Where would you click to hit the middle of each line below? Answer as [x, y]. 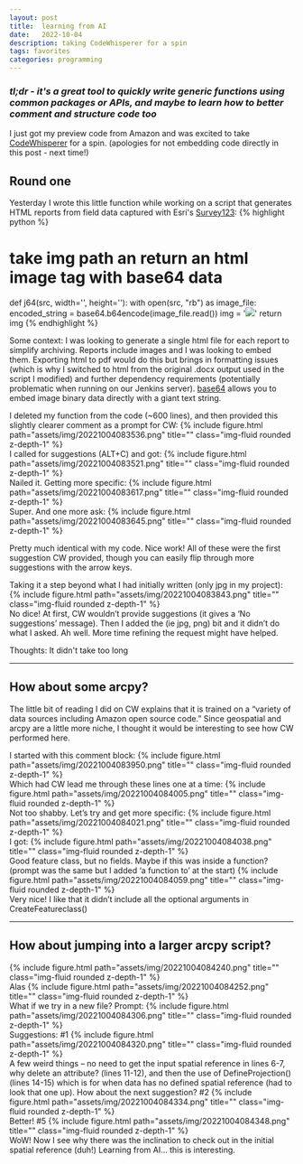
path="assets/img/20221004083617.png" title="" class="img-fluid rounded [149, 492]
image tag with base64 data [116, 278]
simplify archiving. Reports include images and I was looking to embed [141, 350]
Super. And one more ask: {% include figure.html [100, 512]
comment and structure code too [83, 114]
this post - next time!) [49, 153]
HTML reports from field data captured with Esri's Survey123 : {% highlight [147, 212]
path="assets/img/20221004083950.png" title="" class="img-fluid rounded [150, 765]
